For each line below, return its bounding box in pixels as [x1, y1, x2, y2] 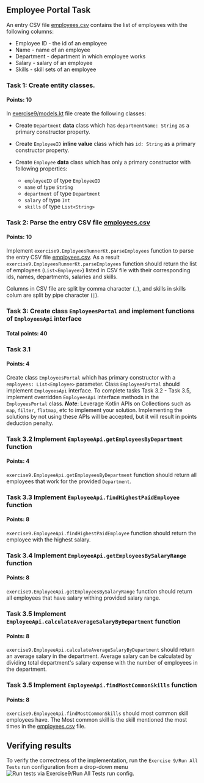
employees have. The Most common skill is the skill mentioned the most [6, 716, 188, 724]
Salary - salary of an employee [15, 59, 93, 66]
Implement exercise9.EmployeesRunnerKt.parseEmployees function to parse [6, 247, 194, 254]
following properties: [15, 165, 68, 172]
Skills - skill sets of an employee [15, 66, 97, 73]
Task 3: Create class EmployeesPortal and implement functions [6, 307, 195, 315]
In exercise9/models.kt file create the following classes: [6, 110, 147, 117]
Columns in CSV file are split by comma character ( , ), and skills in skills [6, 285, 186, 292]
